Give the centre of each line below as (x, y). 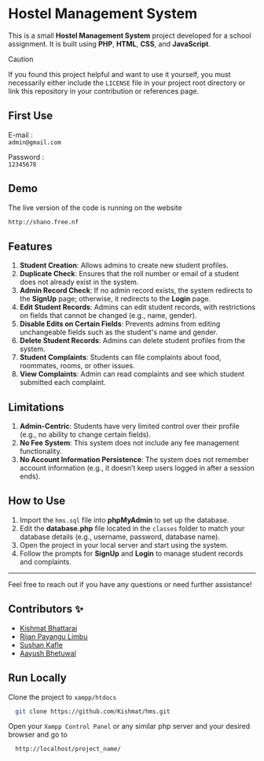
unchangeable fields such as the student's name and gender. (119, 332)
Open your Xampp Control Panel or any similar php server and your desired (129, 726)
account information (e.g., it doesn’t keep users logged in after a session (137, 468)
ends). (30, 476)
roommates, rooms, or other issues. (77, 366)
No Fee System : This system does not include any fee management (129, 443)
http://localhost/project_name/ (68, 749)
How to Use (37, 501)
